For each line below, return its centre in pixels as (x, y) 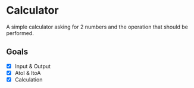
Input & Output (33, 66)
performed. (20, 33)
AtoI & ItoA (28, 73)
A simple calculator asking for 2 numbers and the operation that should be (97, 27)
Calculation (29, 79)
